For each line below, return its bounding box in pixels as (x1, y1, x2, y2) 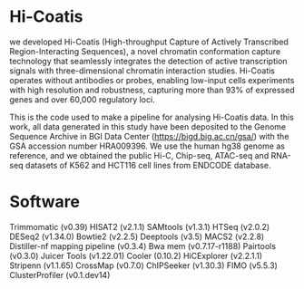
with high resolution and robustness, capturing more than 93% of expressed (9, 84, 295, 95)
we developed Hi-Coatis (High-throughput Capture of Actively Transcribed (9, 36, 289, 47)
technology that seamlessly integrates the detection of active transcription (9, 55, 288, 66)
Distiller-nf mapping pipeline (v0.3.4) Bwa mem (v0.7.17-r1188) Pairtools (9, 240, 277, 251)
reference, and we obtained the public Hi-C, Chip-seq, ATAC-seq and (9, 149, 270, 160)
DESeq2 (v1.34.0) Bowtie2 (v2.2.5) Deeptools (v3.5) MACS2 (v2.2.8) (9, 231, 265, 242)
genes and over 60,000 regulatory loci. (9, 93, 156, 105)
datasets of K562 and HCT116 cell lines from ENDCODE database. (25, 159, 271, 170)
